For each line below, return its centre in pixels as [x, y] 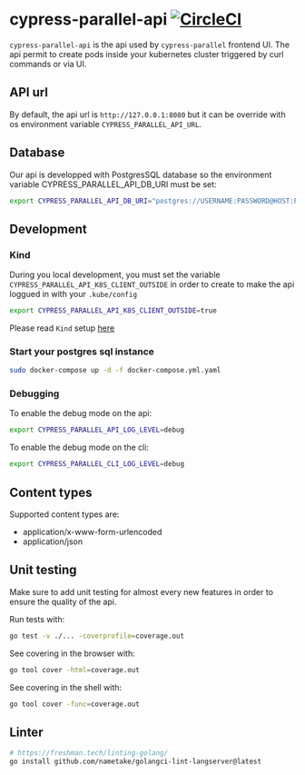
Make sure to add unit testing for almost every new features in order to [142, 591]
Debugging [34, 393]
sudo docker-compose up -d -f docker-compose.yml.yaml [115, 371]
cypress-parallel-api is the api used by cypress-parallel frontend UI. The [150, 45]
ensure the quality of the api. [63, 601]
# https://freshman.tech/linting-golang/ [89, 753]
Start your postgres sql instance [82, 352]
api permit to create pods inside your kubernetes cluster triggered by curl [147, 54]
